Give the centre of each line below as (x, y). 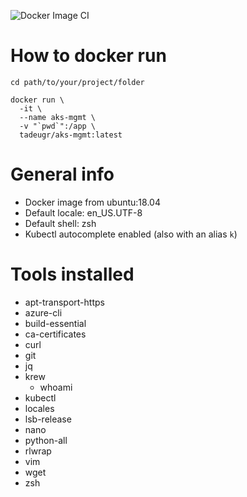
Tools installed (72, 274)
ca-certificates (55, 334)
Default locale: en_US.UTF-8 (83, 212)
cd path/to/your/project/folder (77, 82)
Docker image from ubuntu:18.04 (92, 202)
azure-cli (43, 312)
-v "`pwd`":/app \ (58, 126)
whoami (56, 387)
